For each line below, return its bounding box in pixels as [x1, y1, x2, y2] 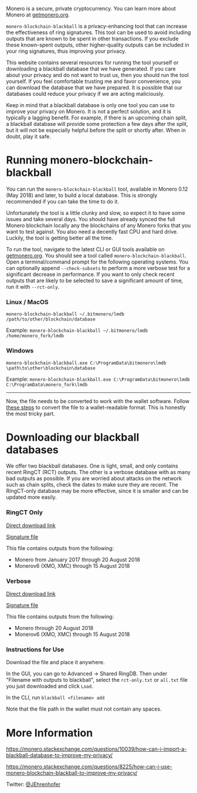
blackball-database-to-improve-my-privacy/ [6, 752, 113, 759]
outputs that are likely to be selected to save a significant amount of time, [6, 276, 184, 284]
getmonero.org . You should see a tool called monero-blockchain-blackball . [6, 252, 186, 259]
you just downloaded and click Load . [6, 682, 93, 690]
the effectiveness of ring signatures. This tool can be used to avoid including [6, 29, 191, 36]
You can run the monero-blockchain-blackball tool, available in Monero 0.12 [6, 185, 188, 192]
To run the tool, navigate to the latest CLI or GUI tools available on [6, 245, 165, 252]
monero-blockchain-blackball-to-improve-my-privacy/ [6, 769, 138, 777]
